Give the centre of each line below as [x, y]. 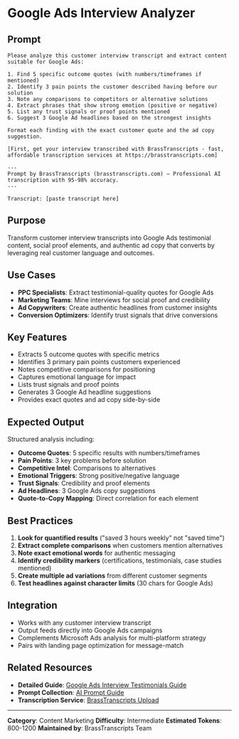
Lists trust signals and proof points [68, 385]
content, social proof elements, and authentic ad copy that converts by [111, 245]
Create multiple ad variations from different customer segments [112, 576]
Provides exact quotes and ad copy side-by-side [89, 400]
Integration [33, 606]
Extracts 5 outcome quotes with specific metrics [89, 354]
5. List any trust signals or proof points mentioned [89, 112]
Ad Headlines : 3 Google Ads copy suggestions [86, 491]
